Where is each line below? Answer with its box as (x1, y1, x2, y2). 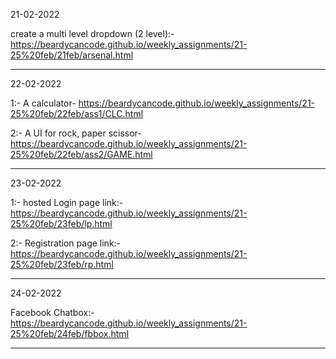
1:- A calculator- (10, 97, 77, 109)
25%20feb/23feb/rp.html (10, 259, 114, 270)
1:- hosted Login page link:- (10, 197, 124, 208)
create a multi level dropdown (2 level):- (10, 28, 175, 39)
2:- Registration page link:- (10, 237, 122, 249)
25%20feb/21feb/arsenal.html (10, 49, 134, 61)
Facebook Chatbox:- (10, 307, 95, 318)
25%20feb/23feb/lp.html (10, 218, 113, 229)
